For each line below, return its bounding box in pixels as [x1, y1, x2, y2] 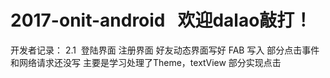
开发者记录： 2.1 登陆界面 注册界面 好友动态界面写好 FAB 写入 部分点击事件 [10, 44, 320, 56]
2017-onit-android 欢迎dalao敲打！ [10, 9, 313, 32]
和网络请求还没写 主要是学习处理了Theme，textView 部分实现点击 [10, 56, 282, 68]
